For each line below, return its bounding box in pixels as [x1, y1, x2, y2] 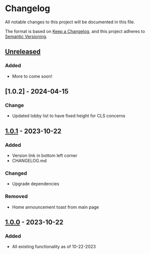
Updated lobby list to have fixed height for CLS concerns [12, 113, 126, 119]
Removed [5, 193, 28, 200]
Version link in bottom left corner [12, 152, 77, 158]
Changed [5, 169, 28, 176]
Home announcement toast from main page [12, 204, 99, 210]
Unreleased [5, 48, 41, 56]
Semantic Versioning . [5, 34, 47, 39]
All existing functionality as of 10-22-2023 [12, 244, 96, 250]
